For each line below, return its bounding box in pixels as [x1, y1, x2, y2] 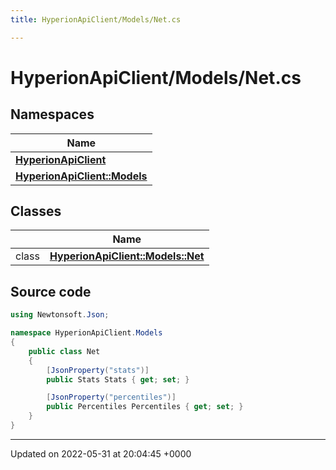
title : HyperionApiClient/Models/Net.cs [10, 14, 182, 25]
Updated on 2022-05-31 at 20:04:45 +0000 [10, 447, 192, 460]
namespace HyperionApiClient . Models [10, 328, 163, 338]
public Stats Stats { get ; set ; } [46, 374, 190, 385]
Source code [10, 283, 92, 300]
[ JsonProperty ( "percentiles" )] [46, 392, 177, 403]
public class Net [28, 346, 101, 356]
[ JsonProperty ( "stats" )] [46, 365, 150, 375]
